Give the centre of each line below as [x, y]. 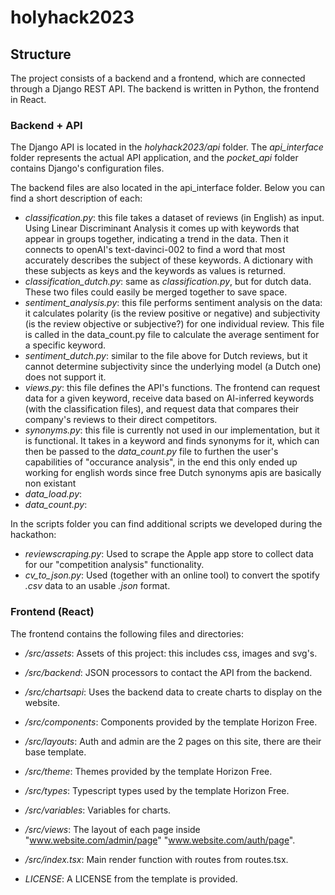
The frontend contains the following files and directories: [127, 633]
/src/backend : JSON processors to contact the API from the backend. [168, 672]
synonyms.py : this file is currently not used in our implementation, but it [172, 430]
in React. [28, 99]
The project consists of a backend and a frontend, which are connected [158, 78]
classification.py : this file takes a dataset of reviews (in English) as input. [174, 218]
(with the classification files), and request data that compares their [161, 409]
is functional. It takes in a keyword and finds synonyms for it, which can [172, 441]
